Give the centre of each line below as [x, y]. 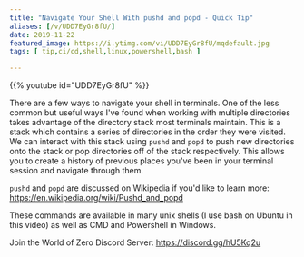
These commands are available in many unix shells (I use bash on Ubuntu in [151, 215]
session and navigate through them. [76, 171]
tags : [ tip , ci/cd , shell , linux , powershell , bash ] [105, 52]
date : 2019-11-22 [42, 35]
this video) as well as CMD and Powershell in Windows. [113, 225]
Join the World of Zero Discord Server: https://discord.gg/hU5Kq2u [135, 242]
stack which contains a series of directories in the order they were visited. [147, 132]
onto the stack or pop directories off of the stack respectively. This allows [147, 152]
